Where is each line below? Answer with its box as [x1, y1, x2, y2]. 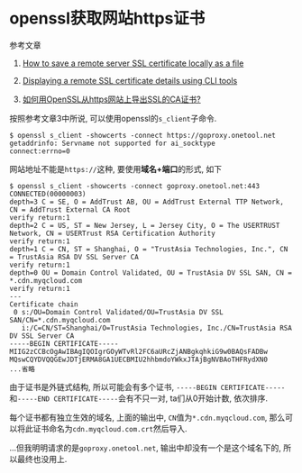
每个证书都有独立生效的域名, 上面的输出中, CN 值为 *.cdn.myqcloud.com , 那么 [9, 412, 286, 423]
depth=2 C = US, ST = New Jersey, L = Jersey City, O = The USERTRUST [9, 221, 280, 230]
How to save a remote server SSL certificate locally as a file [22, 58, 244, 68]
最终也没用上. [16, 453, 68, 464]
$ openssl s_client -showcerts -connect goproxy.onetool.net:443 [9, 181, 260, 190]
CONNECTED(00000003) [9, 189, 87, 198]
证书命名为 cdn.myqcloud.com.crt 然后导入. [32, 423, 188, 433]
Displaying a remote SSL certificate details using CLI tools [22, 75, 238, 86]
